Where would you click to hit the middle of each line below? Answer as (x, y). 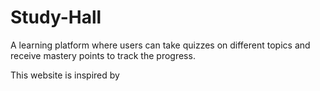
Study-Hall (56, 17)
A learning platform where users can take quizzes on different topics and (160, 45)
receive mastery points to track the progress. (103, 55)
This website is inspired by (65, 75)
